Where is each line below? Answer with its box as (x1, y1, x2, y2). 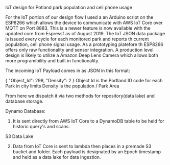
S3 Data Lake (5, 133, 34, 139)
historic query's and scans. (12, 124, 70, 129)
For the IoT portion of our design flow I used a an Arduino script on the (5, 14, 154, 20)
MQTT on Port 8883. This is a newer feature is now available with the (5, 25, 151, 31)
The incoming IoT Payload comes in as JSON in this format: (5, 67, 130, 74)
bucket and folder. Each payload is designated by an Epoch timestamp (12, 149, 161, 155)
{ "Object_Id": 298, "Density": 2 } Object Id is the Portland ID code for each (5, 78, 163, 83)
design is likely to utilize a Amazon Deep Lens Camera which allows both (5, 52, 158, 58)
